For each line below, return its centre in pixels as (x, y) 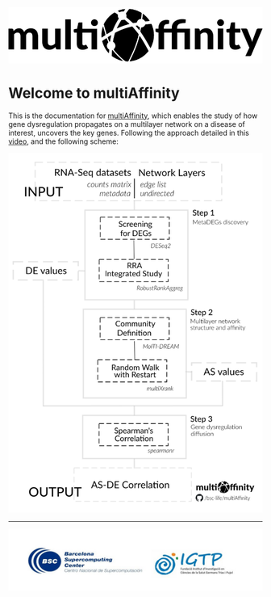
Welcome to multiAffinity (94, 93)
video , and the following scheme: (63, 141)
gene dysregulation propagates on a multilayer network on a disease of (127, 124)
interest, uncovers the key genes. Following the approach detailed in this (129, 132)
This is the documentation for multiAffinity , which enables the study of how (133, 116)
